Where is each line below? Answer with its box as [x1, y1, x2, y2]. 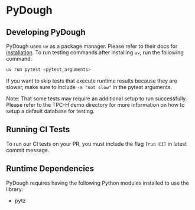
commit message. [6, 146, 50, 153]
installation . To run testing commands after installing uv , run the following [6, 49, 184, 56]
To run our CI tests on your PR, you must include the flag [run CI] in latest [6, 140, 187, 147]
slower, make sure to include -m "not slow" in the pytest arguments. [6, 83, 173, 90]
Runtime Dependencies [6, 163, 95, 174]
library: [6, 185, 24, 192]
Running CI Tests [6, 124, 70, 134]
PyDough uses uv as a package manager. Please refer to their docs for [6, 42, 178, 50]
